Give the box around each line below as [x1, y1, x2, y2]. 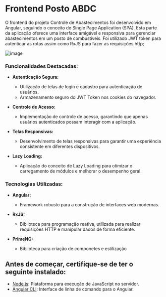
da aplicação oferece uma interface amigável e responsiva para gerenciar [5, 30, 156, 36]
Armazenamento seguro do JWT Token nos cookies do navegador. [19, 94, 157, 100]
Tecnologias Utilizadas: [5, 180, 63, 187]
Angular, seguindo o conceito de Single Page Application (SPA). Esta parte [5, 24, 157, 30]
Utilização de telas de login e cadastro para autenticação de [19, 84, 143, 90]
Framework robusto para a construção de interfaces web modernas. [19, 201, 160, 207]
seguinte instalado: [5, 268, 66, 276]
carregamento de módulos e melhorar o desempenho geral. [19, 168, 142, 174]
